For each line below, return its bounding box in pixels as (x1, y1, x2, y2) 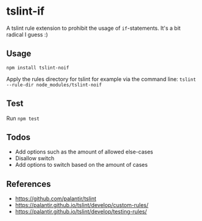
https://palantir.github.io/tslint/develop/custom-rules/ (15, 202, 149, 209)
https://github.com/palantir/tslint (15, 195, 97, 202)
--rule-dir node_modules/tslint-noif (6, 82, 102, 88)
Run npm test (6, 114, 40, 122)
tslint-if (6, 4, 44, 18)
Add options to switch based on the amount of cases (15, 161, 148, 169)
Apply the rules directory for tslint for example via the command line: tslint (6, 75, 197, 83)
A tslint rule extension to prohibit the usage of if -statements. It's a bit (6, 24, 181, 32)
